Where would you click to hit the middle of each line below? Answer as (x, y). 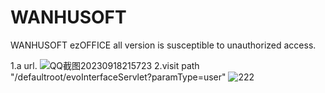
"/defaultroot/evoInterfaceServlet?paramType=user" (118, 77)
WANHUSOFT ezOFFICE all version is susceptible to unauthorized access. (163, 45)
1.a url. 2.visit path (105, 65)
